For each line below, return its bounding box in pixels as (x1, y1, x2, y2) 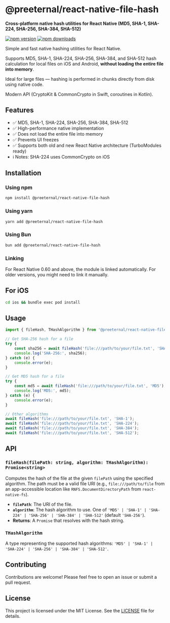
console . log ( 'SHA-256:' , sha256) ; (14, 351, 87, 356)
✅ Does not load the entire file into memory (12, 131, 103, 137)
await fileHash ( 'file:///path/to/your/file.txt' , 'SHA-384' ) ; (5, 426, 139, 431)
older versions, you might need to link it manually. (5, 271, 109, 277)
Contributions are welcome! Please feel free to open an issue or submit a (5, 574, 157, 580)
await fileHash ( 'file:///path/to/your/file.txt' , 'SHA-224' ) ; (5, 421, 139, 426)
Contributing (5, 560, 47, 569)
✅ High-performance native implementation (12, 125, 104, 131)
